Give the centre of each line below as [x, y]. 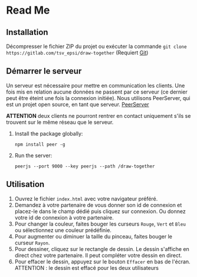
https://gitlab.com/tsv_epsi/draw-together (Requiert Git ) [77, 53]
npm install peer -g [40, 144]
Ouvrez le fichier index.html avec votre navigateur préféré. [86, 198]
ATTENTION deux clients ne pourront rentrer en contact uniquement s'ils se [98, 115]
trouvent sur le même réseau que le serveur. [60, 122]
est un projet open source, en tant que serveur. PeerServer [78, 104]
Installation [27, 32]
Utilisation [25, 184]
